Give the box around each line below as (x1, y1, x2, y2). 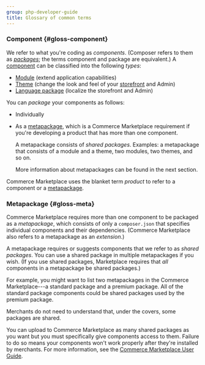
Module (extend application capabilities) (15, 74, 117, 81)
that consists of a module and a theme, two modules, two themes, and (15, 147, 193, 155)
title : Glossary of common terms (6, 15, 92, 21)
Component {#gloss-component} (6, 35, 108, 44)
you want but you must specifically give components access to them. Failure (6, 332, 199, 340)
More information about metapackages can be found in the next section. (15, 166, 198, 173)
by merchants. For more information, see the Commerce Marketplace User (6, 346, 195, 353)
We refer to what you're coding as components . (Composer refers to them (6, 48, 193, 56)
